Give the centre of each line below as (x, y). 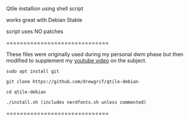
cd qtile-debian (26, 92)
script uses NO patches (35, 31)
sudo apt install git (33, 71)
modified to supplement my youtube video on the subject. (76, 60)
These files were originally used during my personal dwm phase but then (95, 54)
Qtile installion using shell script (45, 9)
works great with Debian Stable (44, 20)
